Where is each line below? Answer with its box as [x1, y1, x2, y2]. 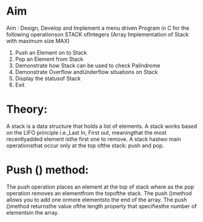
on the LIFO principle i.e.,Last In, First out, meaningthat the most [6, 129, 167, 136]
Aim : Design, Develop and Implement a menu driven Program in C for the [6, 24, 190, 32]
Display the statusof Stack [15, 75, 81, 82]
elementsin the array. [6, 209, 59, 216]
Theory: [6, 103, 48, 116]
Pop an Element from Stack [15, 55, 84, 62]
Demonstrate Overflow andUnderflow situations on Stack [15, 68, 158, 75]
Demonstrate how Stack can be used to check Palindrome [15, 62, 161, 69]
